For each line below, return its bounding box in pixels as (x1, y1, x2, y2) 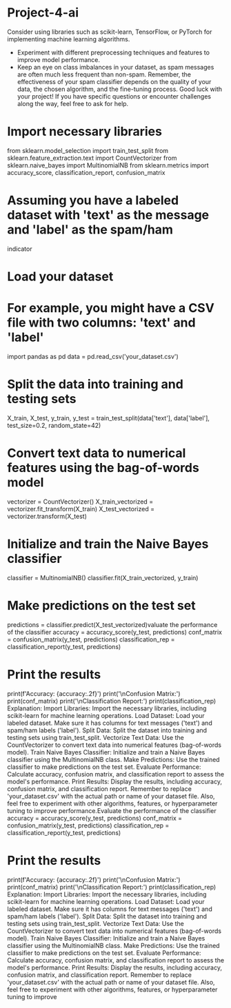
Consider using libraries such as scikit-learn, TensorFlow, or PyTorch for (7, 28, 212, 36)
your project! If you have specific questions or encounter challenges (17, 92, 212, 101)
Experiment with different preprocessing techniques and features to (17, 48, 210, 56)
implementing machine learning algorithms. (7, 34, 130, 43)
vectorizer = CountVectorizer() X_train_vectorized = (7, 497, 154, 506)
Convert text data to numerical (7, 446, 186, 461)
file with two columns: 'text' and (7, 315, 196, 331)
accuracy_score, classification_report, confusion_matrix (7, 168, 165, 176)
